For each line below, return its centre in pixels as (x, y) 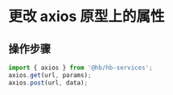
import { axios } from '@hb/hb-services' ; (80, 68)
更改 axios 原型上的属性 (86, 17)
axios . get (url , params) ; (50, 75)
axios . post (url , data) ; (48, 83)
